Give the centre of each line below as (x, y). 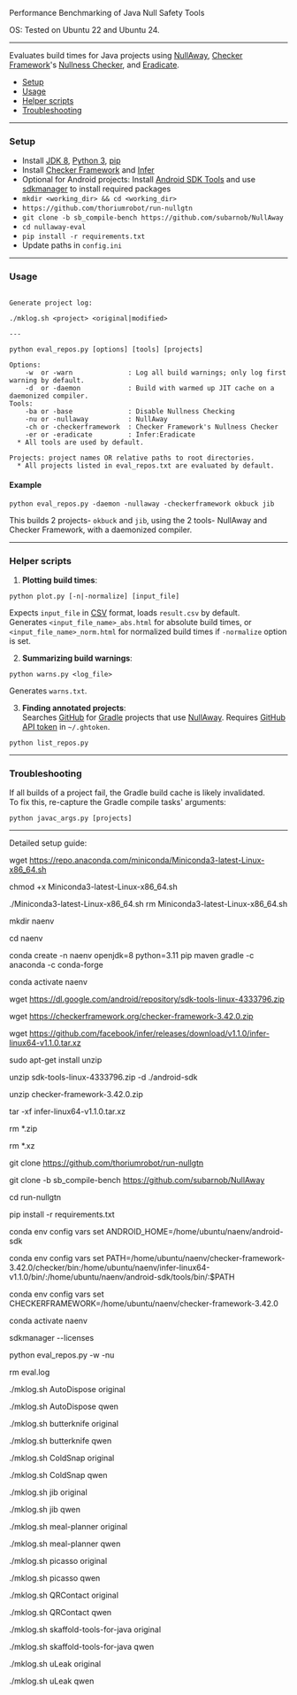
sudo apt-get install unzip (56, 1060)
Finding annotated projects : (74, 708)
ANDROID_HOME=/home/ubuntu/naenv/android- (194, 1232)
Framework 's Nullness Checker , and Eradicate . (94, 65)
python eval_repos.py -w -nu (62, 1355)
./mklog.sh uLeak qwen (52, 1681)
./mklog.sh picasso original (58, 1561)
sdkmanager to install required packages (96, 189)
